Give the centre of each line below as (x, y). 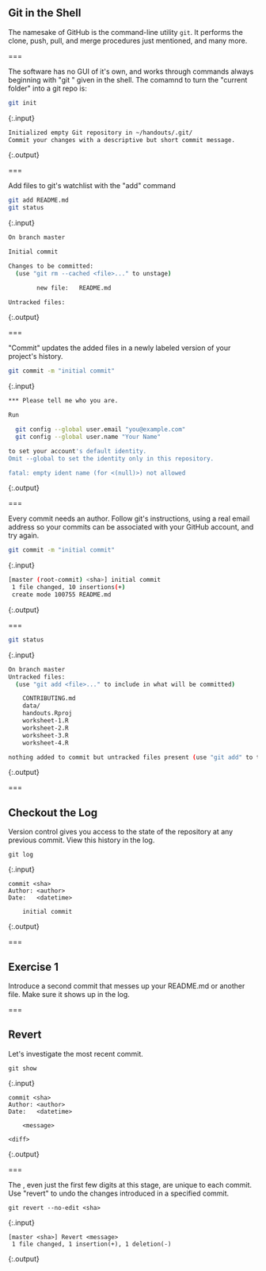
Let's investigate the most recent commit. (76, 1053)
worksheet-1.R (46, 721)
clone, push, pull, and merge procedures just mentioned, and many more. (128, 40)
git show (23, 1068)
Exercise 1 (34, 967)
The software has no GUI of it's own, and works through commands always (131, 71)
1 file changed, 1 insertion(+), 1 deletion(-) (91, 1244)
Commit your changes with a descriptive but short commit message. (122, 140)
